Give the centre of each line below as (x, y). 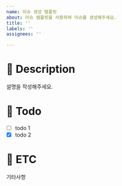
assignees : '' (24, 34)
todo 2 (23, 135)
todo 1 (23, 128)
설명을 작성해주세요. (29, 87)
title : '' (19, 23)
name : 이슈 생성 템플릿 (32, 12)
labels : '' (20, 29)
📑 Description (41, 69)
